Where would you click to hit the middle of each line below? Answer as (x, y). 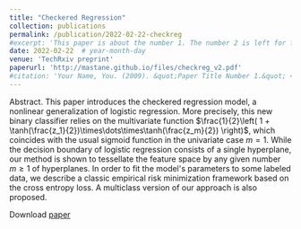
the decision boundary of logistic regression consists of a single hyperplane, (150, 149)
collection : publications (57, 26)
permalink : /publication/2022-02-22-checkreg (95, 34)
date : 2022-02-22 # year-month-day (77, 51)
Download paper (40, 214)
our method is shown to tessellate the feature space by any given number (145, 159)
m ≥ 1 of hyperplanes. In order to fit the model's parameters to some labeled (150, 168)
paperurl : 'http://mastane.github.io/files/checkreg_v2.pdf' (126, 68)
